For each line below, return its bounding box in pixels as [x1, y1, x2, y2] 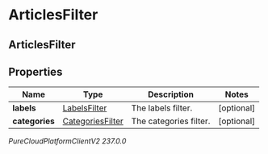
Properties [8, 65, 63, 78]
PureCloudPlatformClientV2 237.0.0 [8, 136, 127, 146]
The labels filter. [131, 102, 193, 114]
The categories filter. [131, 115, 211, 127]
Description [148, 89, 194, 100]
